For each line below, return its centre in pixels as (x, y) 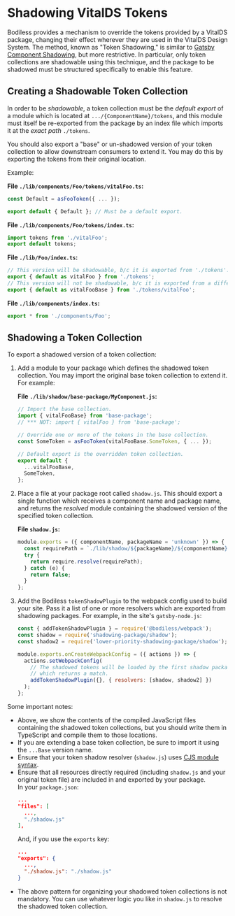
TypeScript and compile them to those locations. (87, 735)
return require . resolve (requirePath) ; (87, 561)
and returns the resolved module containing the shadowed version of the (122, 508)
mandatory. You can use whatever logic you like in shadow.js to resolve (120, 899)
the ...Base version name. (55, 750)
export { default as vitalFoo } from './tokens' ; (81, 277)
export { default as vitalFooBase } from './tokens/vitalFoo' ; (101, 289)
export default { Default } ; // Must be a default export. (95, 211)
